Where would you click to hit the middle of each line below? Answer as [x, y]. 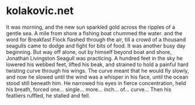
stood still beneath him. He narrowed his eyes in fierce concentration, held [96, 83]
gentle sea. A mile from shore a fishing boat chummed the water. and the [94, 33]
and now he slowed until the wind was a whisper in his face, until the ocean [97, 77]
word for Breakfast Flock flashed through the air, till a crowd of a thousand [96, 39]
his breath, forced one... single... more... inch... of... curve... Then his [89, 89]
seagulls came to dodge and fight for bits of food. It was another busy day [96, 46]
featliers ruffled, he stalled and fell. [48, 96]
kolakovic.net [40, 11]
